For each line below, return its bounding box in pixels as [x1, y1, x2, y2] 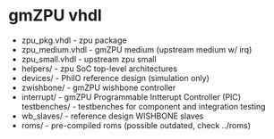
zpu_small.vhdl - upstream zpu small [21, 53, 158, 64]
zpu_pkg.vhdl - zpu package [21, 35, 127, 45]
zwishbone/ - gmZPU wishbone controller [21, 82, 176, 93]
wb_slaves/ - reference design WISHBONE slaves [21, 110, 204, 121]
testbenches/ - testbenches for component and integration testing [21, 101, 266, 111]
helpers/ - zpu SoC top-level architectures [21, 63, 178, 74]
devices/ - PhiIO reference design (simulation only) [21, 72, 210, 83]
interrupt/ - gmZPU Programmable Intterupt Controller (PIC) [21, 91, 242, 102]
